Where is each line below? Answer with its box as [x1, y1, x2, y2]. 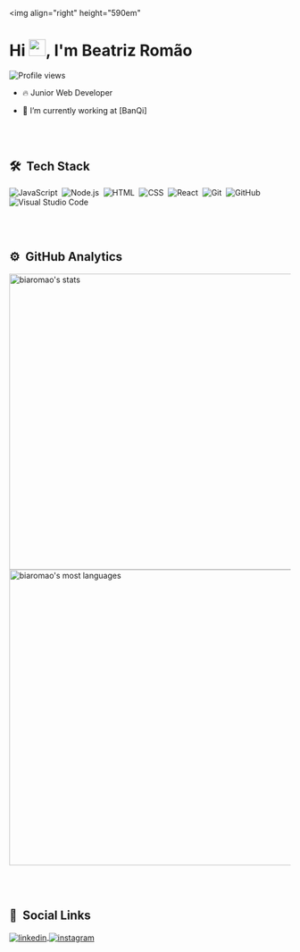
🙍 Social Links [9, 907, 91, 923]
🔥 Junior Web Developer [21, 87, 113, 97]
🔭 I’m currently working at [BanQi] [21, 104, 147, 115]
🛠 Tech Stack [9, 159, 91, 174]
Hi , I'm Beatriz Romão [9, 40, 193, 61]
